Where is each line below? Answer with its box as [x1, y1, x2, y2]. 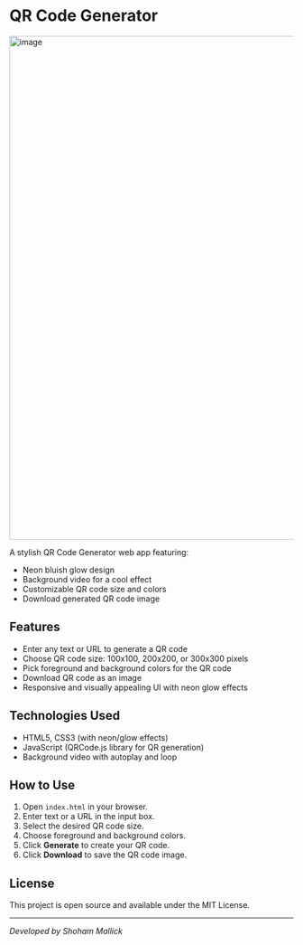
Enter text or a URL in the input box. [22, 811, 155, 822]
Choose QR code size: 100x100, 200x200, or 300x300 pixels [22, 653, 249, 664]
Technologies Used [9, 708, 120, 723]
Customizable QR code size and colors [22, 583, 167, 594]
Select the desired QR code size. [22, 820, 144, 832]
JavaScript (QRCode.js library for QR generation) [22, 742, 205, 752]
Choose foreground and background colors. [22, 830, 187, 841]
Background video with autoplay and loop [22, 751, 178, 762]
